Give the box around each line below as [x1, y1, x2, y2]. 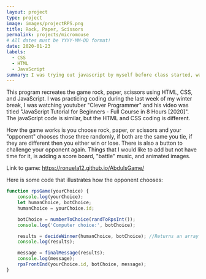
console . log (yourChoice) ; [17, 194, 84, 200]
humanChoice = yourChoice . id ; [17, 205, 95, 212]
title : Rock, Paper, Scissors [6, 26, 84, 32]
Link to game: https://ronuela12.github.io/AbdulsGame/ [6, 164, 145, 172]
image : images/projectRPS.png [6, 20, 84, 26]
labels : [6, 49, 26, 55]
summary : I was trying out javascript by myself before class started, [6, 72, 193, 78]
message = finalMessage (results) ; [17, 250, 105, 256]
